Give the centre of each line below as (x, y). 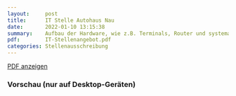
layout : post (33, 14)
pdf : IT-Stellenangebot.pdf (59, 40)
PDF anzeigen (27, 66)
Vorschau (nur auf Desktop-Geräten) (71, 84)
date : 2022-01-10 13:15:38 (56, 27)
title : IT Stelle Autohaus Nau (61, 20)
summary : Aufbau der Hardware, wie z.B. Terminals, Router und (106, 33)
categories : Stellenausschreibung (58, 46)
